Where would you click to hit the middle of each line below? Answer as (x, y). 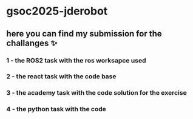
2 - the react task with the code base (61, 76)
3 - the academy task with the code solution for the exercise (96, 93)
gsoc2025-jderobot (57, 11)
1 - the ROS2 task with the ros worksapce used (76, 60)
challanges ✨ (32, 43)
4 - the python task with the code (56, 109)
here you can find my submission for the (84, 34)
